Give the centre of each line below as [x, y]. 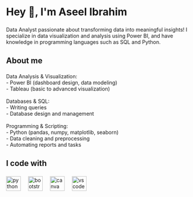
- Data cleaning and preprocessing [48, 139]
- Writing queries [26, 108]
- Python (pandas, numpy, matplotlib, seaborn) [62, 132]
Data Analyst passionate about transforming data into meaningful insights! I [97, 30]
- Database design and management [50, 114]
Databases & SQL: [28, 101]
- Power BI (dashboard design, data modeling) [62, 83]
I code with [27, 163]
